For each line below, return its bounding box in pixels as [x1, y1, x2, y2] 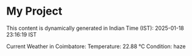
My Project [6, 4, 63, 18]
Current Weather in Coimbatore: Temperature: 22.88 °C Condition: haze [6, 43, 186, 50]
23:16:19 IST [6, 30, 37, 38]
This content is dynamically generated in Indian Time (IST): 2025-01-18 [6, 24, 184, 32]
